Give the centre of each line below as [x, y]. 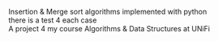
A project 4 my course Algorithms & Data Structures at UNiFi [109, 29]
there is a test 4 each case [53, 20]
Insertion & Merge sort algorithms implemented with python [108, 12]
